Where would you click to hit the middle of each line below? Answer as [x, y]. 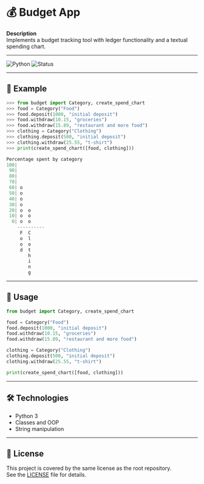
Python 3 [26, 416]
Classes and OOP [37, 422]
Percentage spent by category [45, 159]
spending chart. [26, 46]
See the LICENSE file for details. [46, 475]
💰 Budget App [43, 12]
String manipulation [39, 429]
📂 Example [27, 89]
